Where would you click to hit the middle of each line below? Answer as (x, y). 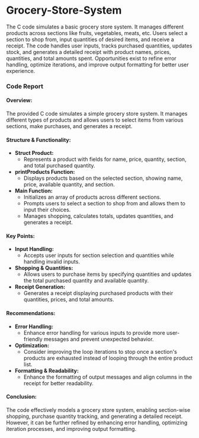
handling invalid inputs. (52, 262)
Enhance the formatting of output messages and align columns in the (108, 377)
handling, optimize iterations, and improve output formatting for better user (98, 64)
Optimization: (32, 345)
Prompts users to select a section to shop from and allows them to (104, 204)
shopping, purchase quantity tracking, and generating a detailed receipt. (94, 416)
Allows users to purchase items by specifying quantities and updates (107, 274)
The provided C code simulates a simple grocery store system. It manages (97, 114)
